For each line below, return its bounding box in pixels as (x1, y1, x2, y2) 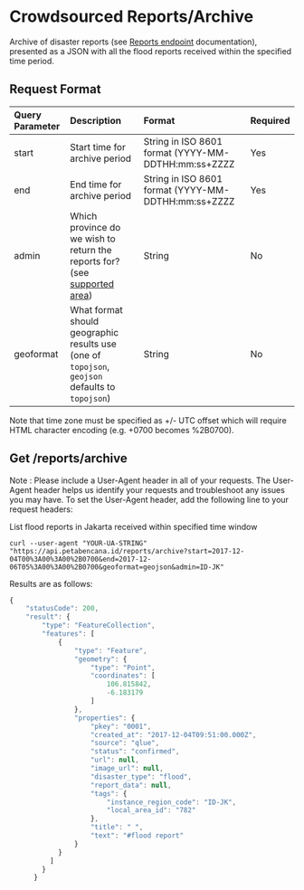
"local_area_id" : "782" (106, 806, 196, 815)
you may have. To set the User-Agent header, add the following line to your (9, 494, 290, 505)
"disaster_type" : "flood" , (90, 772, 193, 781)
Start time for (70, 140, 127, 153)
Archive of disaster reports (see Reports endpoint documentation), (9, 36, 258, 47)
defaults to (70, 380, 116, 393)
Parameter (14, 119, 61, 132)
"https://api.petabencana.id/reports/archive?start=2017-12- (9, 546, 245, 555)
